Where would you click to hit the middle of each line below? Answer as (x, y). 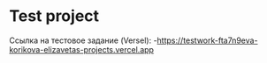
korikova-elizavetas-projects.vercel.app (82, 49)
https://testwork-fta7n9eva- (207, 40)
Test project (54, 16)
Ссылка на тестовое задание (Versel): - (83, 40)
